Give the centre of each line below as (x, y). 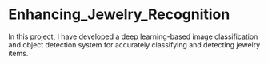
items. (18, 53)
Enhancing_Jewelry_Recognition (119, 15)
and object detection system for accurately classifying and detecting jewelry (134, 44)
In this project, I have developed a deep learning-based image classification (133, 36)
